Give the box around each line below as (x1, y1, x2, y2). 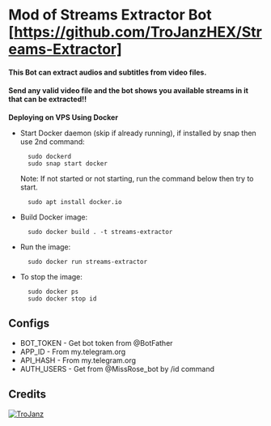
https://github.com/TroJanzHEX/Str (14, 23, 263, 41)
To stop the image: (19, 271, 83, 281)
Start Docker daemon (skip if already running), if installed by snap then (19, 128, 256, 138)
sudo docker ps (28, 288, 79, 296)
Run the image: (19, 241, 71, 252)
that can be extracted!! (8, 95, 87, 104)
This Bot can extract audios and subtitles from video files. (8, 67, 207, 77)
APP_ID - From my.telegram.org (19, 347, 126, 356)
